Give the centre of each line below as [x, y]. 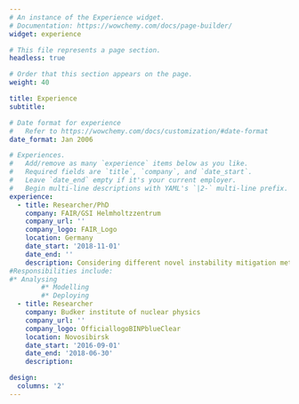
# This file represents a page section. [85, 50]
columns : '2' [41, 386]
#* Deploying [65, 296]
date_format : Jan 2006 [51, 139]
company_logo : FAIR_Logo [71, 230]
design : [24, 378]
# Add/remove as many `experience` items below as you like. [129, 164]
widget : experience [45, 34]
